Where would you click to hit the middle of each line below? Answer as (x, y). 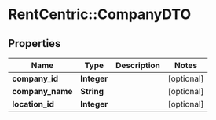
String (92, 91)
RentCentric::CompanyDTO (99, 15)
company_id (35, 78)
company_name (42, 91)
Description (138, 65)
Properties (35, 44)
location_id (33, 104)
